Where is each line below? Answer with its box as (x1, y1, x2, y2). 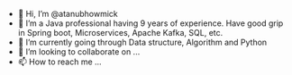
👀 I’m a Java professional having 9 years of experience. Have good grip (17, 18, 284, 29)
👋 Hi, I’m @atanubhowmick (17, 9, 119, 19)
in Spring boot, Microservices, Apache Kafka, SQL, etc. (17, 28, 224, 37)
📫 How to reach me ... (17, 56, 102, 67)
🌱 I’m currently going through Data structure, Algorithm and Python (17, 37, 268, 47)
